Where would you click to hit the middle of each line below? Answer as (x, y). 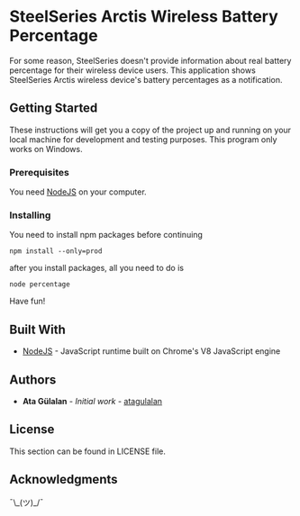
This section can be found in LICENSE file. (88, 451)
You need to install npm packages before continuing (106, 235)
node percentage (40, 285)
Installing (30, 215)
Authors (33, 380)
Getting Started (54, 109)
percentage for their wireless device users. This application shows (133, 70)
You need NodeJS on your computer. (78, 192)
